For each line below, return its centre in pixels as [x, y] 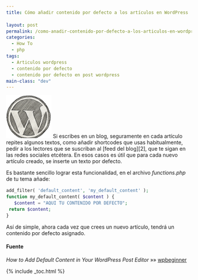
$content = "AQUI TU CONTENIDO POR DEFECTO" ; [71, 203]
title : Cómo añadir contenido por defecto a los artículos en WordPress [97, 12]
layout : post [22, 25]
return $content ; [30, 209]
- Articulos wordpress [39, 62]
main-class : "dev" [29, 81]
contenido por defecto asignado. [46, 233]
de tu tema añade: [28, 179]
